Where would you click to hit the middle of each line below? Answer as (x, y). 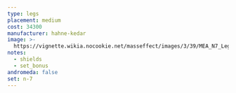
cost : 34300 (25, 27)
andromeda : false (33, 72)
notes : (17, 53)
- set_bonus (31, 66)
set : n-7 (20, 79)
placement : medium (34, 20)
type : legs (23, 14)
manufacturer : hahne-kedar (47, 33)
